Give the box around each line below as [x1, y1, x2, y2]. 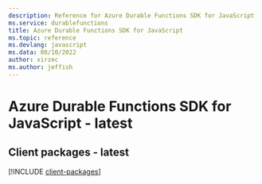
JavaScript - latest [8, 114, 133, 132]
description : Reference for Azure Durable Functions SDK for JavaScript [8, 11, 255, 20]
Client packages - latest [8, 146, 130, 159]
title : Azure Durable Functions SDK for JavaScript [8, 26, 183, 34]
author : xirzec [8, 56, 59, 64]
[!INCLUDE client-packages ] [8, 167, 101, 176]
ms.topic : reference [8, 33, 77, 42]
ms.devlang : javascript [8, 41, 88, 49]
